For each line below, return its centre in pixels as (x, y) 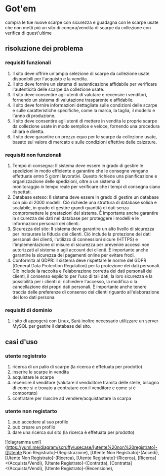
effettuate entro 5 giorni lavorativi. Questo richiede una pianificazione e (84, 176)
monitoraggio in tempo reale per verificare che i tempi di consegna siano (86, 186)
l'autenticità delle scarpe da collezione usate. (58, 89)
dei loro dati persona (33, 297)
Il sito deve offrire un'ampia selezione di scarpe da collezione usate (81, 73)
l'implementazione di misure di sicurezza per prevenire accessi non (81, 244)
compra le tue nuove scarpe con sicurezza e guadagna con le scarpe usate (82, 22)
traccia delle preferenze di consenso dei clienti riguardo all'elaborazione (86, 292)
